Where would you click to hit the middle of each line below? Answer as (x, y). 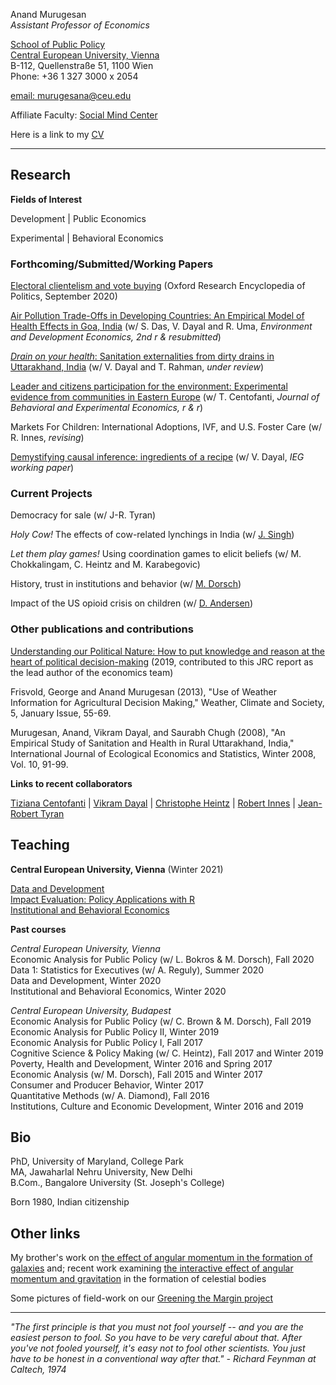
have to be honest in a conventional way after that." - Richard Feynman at (163, 1359)
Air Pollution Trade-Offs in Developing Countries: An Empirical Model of (157, 316)
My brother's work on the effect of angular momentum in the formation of (161, 1258)
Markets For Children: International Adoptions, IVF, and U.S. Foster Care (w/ (166, 427)
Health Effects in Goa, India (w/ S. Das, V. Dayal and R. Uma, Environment (161, 326)
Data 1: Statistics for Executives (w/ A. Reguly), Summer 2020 (137, 970)
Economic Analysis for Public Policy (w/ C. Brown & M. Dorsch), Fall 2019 (161, 1021)
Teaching (40, 845)
